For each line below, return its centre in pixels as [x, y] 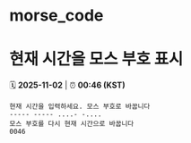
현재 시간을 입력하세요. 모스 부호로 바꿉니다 [80, 107]
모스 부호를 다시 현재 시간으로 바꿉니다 [72, 124]
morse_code [56, 16]
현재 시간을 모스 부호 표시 [96, 59]
